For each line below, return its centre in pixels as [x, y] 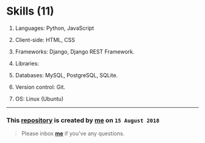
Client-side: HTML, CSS [45, 40]
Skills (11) [30, 11]
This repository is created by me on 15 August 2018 [83, 120]
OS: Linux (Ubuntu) [39, 99]
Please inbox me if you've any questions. [73, 134]
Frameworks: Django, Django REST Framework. [75, 51]
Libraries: [27, 63]
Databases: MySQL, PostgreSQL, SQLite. [66, 75]
